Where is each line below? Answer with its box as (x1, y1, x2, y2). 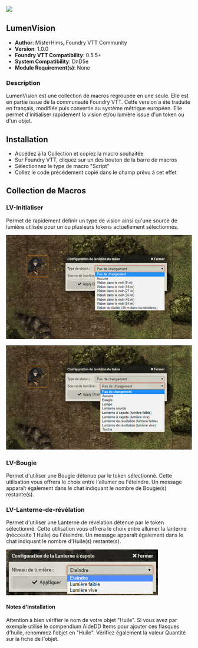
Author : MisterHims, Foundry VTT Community (14, 39, 128, 46)
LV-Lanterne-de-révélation (6, 506, 85, 514)
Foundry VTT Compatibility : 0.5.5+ (14, 51, 101, 58)
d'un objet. (6, 117, 32, 124)
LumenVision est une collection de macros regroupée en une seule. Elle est (6, 92, 189, 100)
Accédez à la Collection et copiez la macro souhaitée (14, 150, 144, 157)
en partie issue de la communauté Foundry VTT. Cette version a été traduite (6, 98, 190, 106)
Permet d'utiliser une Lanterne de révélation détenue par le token (6, 519, 164, 526)
